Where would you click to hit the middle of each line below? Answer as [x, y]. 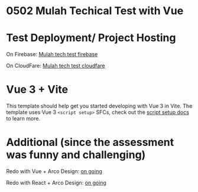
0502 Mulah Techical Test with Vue [95, 11]
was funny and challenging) [76, 155]
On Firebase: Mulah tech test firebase [52, 54]
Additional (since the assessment [90, 142]
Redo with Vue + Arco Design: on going [54, 171]
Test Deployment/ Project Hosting [91, 38]
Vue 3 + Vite [37, 90]
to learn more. [23, 119]
